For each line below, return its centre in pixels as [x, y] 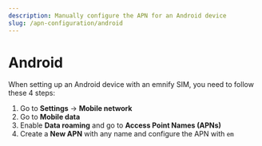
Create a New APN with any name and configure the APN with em [127, 134]
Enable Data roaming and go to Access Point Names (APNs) [121, 125]
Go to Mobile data [50, 117]
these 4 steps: [32, 93]
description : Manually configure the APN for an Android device [117, 16]
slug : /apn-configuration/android [66, 23]
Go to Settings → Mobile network [76, 109]
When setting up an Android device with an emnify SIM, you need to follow [131, 85]
